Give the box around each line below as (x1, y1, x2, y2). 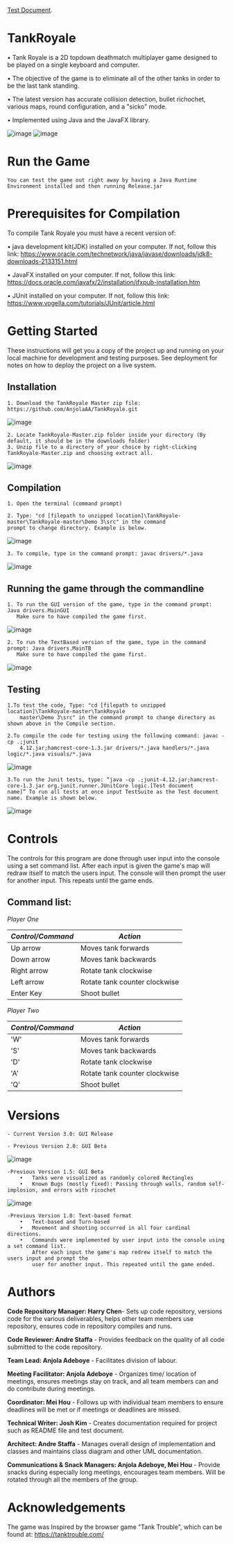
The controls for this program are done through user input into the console (7, 854, 220, 862)
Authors (7, 1283, 55, 1299)
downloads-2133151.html (7, 257, 78, 265)
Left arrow (10, 977, 44, 986)
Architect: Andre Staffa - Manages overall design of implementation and (7, 1439, 216, 1448)
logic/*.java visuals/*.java (7, 751, 92, 758)
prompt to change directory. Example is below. (7, 525, 148, 531)
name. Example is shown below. (7, 794, 98, 801)
